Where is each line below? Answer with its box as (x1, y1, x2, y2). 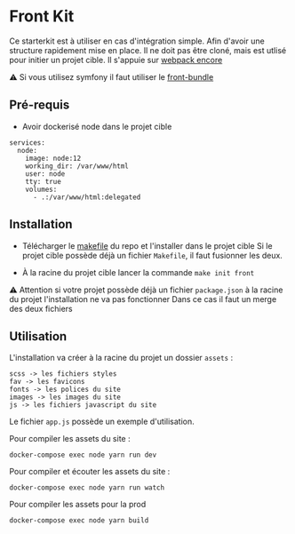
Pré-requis (9, 98, 70, 113)
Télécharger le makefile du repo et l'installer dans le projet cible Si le (21, 240, 273, 251)
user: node (25, 169, 66, 179)
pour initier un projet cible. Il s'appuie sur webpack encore (9, 54, 223, 65)
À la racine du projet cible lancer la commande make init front (21, 267, 255, 277)
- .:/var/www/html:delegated (32, 193, 141, 202)
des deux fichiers (9, 303, 73, 314)
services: (9, 138, 46, 147)
